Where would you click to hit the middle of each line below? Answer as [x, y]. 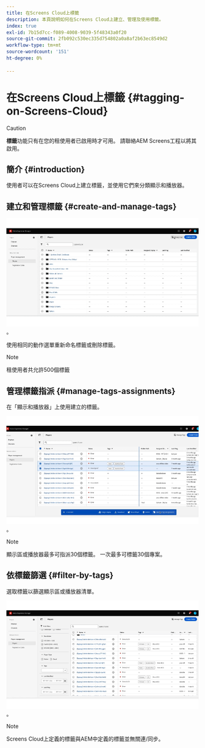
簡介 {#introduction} [46, 169]
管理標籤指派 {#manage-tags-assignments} [91, 391]
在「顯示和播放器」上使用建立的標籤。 [54, 407]
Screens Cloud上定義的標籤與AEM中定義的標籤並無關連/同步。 [85, 739]
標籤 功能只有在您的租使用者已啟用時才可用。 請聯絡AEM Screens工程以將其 [102, 140]
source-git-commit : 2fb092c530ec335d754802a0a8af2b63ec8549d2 [87, 39]
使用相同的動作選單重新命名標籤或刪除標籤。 [63, 345]
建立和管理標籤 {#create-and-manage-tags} [92, 206]
